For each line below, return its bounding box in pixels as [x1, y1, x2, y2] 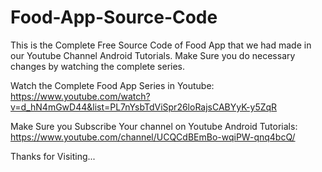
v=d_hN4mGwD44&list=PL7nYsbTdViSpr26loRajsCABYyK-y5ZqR [10, 101, 278, 113]
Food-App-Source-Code [10, 6, 218, 29]
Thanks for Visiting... [10, 150, 96, 162]
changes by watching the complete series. [10, 60, 186, 72]
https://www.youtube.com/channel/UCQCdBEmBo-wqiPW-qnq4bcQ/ [10, 131, 296, 143]
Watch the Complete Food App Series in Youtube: [10, 79, 215, 91]
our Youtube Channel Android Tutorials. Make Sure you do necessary [10, 49, 296, 61]
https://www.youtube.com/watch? [10, 90, 151, 102]
